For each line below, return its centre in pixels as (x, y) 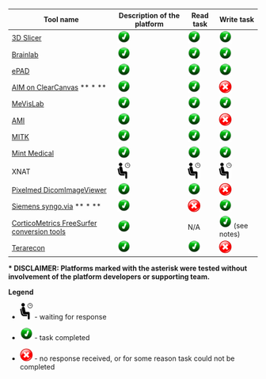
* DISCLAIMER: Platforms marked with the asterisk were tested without (128, 268)
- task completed (62, 337)
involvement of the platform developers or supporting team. (109, 276)
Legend (21, 292)
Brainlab (25, 54)
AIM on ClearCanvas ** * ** (59, 87)
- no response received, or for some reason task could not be (135, 358)
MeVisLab (28, 104)
